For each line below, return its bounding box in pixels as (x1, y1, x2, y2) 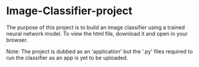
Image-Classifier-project (6, 4, 133, 18)
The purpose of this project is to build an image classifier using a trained (6, 24, 185, 31)
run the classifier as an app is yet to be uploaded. (6, 54, 128, 61)
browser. (6, 36, 28, 43)
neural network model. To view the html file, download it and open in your (6, 30, 188, 37)
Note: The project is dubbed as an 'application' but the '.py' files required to (6, 47, 193, 55)
